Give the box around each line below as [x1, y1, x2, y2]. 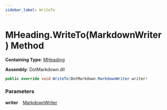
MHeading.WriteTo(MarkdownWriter [5, 29, 162, 40]
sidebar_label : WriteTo [5, 7, 55, 13]
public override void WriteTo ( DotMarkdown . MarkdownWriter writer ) [5, 76, 148, 81]
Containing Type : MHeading [5, 57, 65, 63]
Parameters [5, 88, 34, 95]
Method [11, 40, 44, 51]
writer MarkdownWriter [5, 99, 58, 105]
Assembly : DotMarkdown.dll [5, 66, 65, 72]
